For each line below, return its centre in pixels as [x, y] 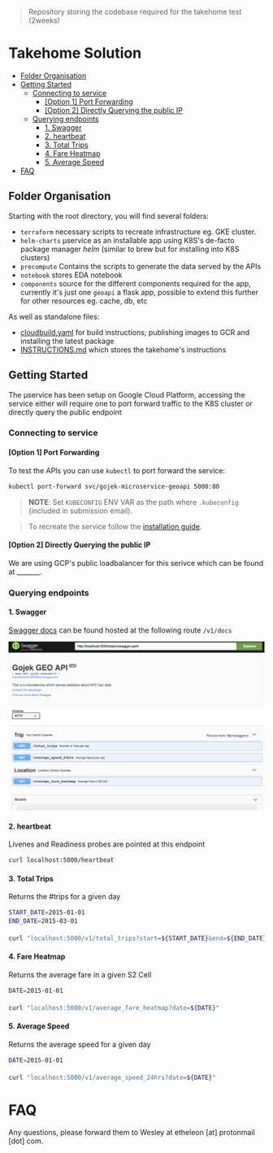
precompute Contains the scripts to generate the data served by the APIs [141, 266]
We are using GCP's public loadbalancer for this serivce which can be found [136, 563]
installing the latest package [67, 341]
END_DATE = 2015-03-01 [43, 921]
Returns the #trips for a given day [65, 897]
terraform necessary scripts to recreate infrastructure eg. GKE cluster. [138, 232]
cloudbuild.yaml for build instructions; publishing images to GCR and [135, 332]
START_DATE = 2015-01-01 [47, 913]
